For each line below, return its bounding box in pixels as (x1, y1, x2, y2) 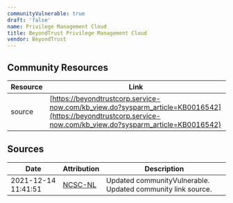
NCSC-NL (62, 179, 97, 189)
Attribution (62, 164, 100, 173)
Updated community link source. (106, 184, 212, 194)
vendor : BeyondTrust (7, 36, 67, 43)
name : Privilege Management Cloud (7, 23, 107, 30)
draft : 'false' (7, 17, 51, 24)
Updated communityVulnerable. (106, 175, 210, 185)
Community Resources (7, 62, 109, 73)
